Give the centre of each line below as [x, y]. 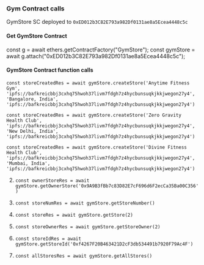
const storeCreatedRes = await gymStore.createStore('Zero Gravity [94, 115]
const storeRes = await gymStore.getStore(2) [74, 215]
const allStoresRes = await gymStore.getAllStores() [84, 256]
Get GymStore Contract [37, 35]
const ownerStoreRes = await [52, 181]
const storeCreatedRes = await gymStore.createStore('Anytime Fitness [98, 83]
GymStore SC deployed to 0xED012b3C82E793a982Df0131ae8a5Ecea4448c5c [97, 22]
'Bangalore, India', [33, 99]
